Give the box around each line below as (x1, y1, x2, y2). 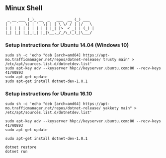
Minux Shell (5, 4, 43, 12)
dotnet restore (5, 145, 37, 150)
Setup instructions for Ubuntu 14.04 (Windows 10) (5, 42, 129, 49)
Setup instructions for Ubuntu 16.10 (5, 90, 92, 97)
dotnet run (5, 149, 28, 154)
